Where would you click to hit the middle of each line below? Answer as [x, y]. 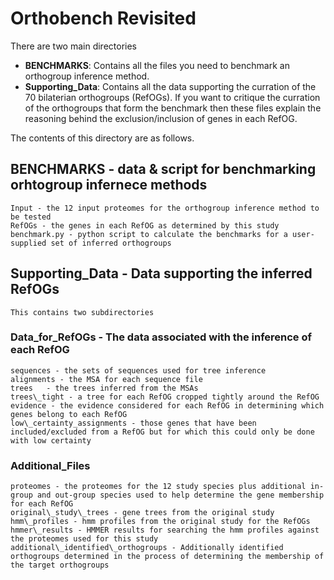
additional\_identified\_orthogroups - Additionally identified [147, 548]
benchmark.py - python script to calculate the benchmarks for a [149, 234]
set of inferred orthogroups [111, 243]
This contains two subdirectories [82, 312]
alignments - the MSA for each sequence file [106, 379]
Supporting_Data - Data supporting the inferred [161, 273]
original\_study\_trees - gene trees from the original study [142, 513]
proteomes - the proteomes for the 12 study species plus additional [158, 487]
